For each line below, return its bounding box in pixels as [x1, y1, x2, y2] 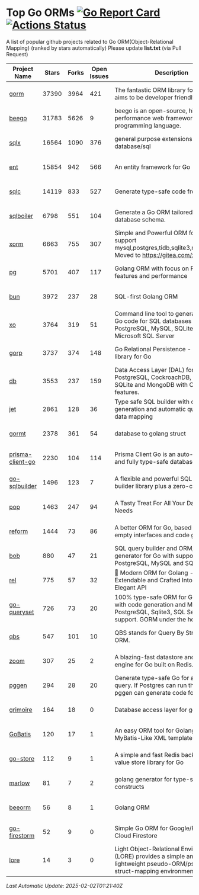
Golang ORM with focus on [114, 264, 190, 272]
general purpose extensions [114, 134, 192, 143]
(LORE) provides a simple [114, 852, 185, 860]
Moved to [114, 251, 141, 259]
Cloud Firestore [114, 831, 158, 839]
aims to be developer [114, 93, 174, 101]
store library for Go [131, 758, 184, 766]
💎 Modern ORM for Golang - [114, 569, 194, 577]
